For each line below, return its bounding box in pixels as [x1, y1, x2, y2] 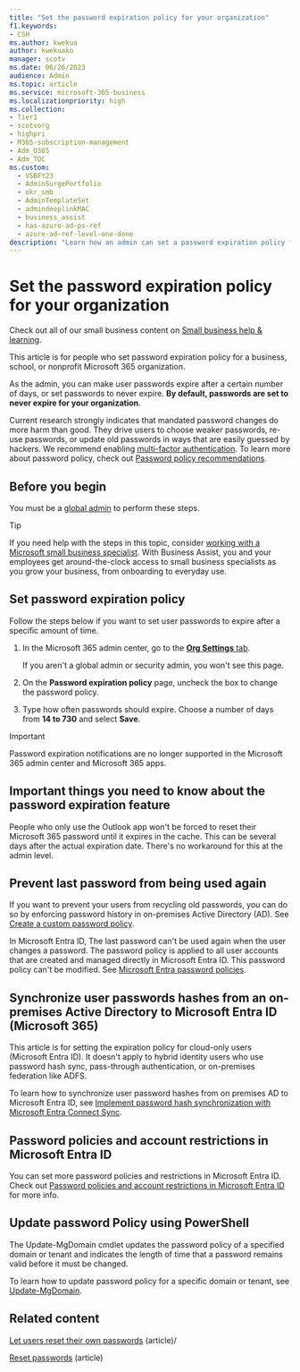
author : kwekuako [9, 47, 74, 55]
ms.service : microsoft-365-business [9, 88, 146, 97]
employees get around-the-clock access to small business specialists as [9, 557, 277, 567]
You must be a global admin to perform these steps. [9, 503, 200, 513]
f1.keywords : [9, 21, 58, 30]
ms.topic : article [9, 80, 78, 89]
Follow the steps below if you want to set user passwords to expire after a [9, 615, 281, 626]
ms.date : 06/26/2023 [9, 64, 87, 72]
